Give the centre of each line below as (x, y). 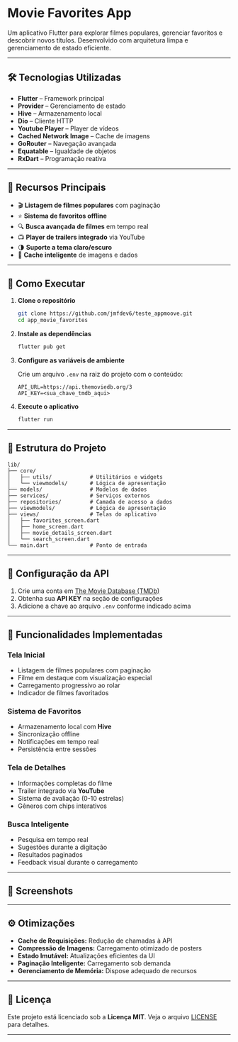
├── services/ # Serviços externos (79, 495)
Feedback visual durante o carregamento (78, 863)
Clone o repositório (46, 301)
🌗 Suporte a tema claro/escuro (64, 247)
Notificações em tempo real (58, 742)
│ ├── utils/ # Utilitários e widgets (85, 477)
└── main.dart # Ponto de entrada (77, 545)
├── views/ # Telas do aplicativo (82, 514)
